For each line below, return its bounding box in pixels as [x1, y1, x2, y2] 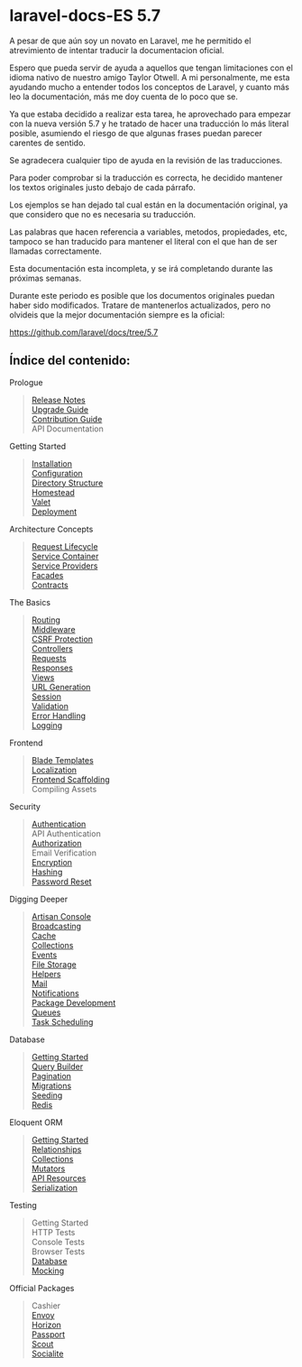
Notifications [31, 987, 79, 998]
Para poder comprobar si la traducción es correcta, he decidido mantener [9, 172, 283, 183]
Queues [31, 1007, 61, 1018]
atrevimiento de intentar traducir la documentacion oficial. [9, 44, 224, 55]
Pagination [31, 1070, 72, 1081]
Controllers [31, 642, 74, 654]
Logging [31, 719, 63, 731]
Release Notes [31, 394, 86, 405]
